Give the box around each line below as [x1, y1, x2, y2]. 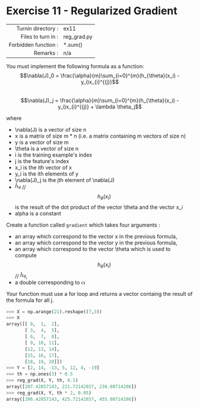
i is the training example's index [14, 151, 93, 158]
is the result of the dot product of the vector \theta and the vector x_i [14, 203, 183, 211]
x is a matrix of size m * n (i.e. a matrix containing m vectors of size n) [14, 132, 186, 139]
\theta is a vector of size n [14, 145, 79, 152]
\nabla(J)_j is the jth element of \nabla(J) [14, 176, 115, 183]
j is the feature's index [14, 157, 70, 164]
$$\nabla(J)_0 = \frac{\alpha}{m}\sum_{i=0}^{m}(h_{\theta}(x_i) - [20, 72, 180, 79]
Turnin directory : [16, 25, 58, 32]
